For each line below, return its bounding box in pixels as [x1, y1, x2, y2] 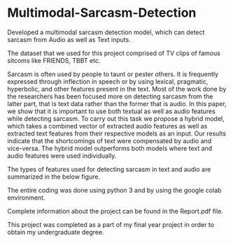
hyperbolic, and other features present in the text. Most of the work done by [7, 84, 227, 93]
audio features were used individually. [7, 152, 117, 160]
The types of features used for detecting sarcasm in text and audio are [7, 165, 211, 173]
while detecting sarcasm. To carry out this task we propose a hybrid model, [7, 114, 225, 123]
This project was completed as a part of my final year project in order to [7, 220, 215, 228]
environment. [7, 193, 45, 202]
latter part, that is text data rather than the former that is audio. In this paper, [7, 99, 227, 108]
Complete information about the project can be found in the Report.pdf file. [7, 207, 224, 215]
